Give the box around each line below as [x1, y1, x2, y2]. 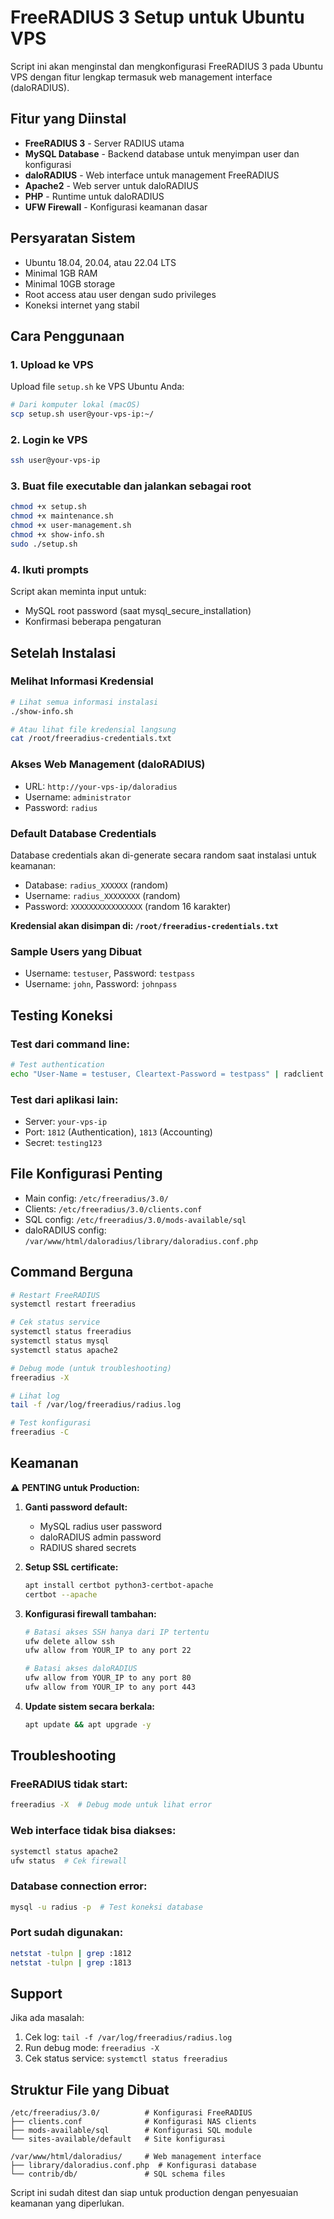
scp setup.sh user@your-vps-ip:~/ [10, 409, 155, 420]
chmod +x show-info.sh [10, 530, 105, 540]
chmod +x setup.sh [10, 502, 87, 512]
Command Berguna [10, 1264, 134, 1281]
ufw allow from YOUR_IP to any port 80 [24, 1673, 192, 1683]
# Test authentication [10, 1059, 105, 1070]
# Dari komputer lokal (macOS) [10, 400, 141, 410]
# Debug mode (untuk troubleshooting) [10, 1363, 172, 1373]
